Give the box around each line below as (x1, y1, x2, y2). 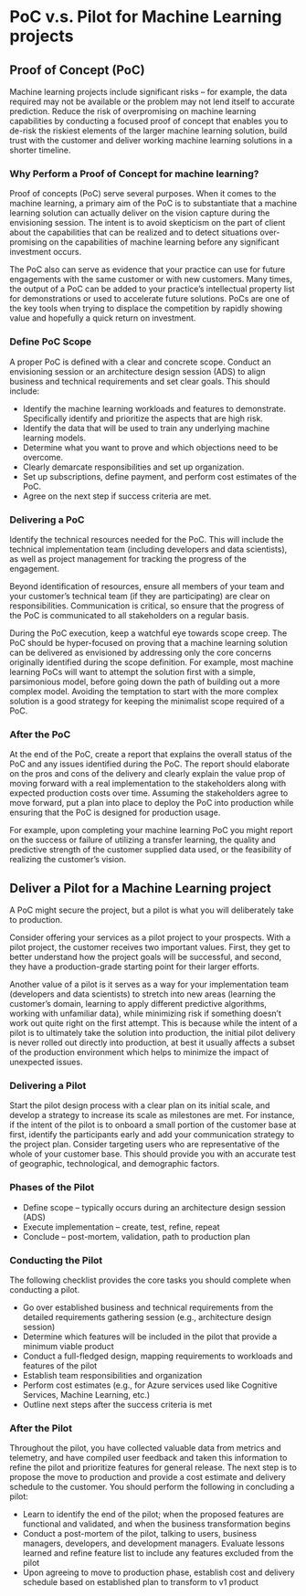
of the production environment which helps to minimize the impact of (9, 1047, 269, 1057)
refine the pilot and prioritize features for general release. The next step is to (9, 1462, 297, 1473)
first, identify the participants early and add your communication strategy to (9, 1129, 295, 1140)
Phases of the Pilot (9, 1181, 94, 1194)
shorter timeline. (9, 144, 71, 155)
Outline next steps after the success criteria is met (22, 1399, 213, 1410)
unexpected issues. (9, 1057, 83, 1067)
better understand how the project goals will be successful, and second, (9, 952, 282, 962)
